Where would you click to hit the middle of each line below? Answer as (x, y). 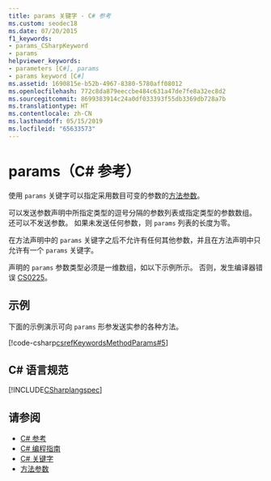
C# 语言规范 (38, 370)
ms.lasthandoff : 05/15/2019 (56, 121)
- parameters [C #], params (54, 69)
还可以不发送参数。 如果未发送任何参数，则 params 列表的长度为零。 (121, 223)
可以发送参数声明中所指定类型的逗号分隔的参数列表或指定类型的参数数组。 (132, 212)
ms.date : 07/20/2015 (43, 31)
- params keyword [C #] (47, 76)
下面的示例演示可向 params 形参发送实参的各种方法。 (96, 326)
